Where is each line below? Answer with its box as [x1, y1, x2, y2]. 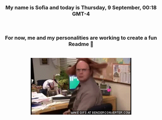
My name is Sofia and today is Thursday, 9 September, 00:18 [5, 4, 157, 11]
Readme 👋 [68, 41, 94, 48]
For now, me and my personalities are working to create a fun [5, 34, 157, 41]
